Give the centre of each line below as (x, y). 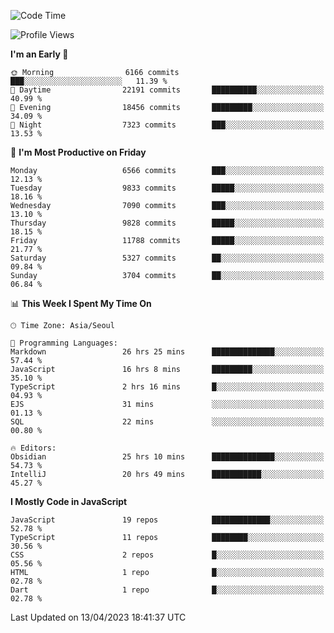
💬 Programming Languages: (64, 343)
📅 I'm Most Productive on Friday (78, 152)
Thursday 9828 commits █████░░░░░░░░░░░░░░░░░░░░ (167, 223)
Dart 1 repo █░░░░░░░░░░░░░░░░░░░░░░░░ (167, 590)
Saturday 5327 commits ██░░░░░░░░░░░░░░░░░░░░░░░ (167, 258)
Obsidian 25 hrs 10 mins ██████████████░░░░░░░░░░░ (167, 457)
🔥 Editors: (33, 448)
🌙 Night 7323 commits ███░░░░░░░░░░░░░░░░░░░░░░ (167, 125)
